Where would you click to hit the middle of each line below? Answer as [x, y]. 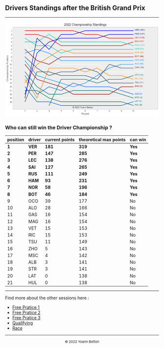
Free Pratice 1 [26, 307]
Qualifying [22, 323]
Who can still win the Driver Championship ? [59, 128]
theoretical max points [102, 139]
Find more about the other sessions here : [47, 298]
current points [60, 139]
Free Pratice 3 [26, 318]
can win [138, 139]
